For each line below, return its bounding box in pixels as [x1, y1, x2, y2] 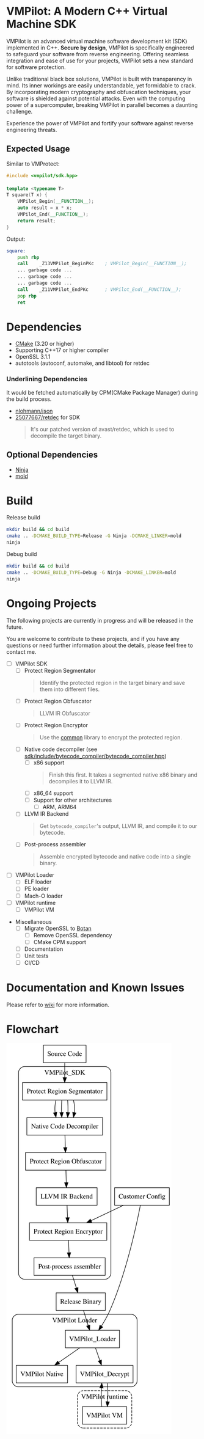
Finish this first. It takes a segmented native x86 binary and [48, 771, 197, 778]
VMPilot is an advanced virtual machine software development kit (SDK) [6, 37, 188, 45]
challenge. [6, 108, 33, 115]
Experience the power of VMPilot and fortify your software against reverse [6, 119, 194, 126]
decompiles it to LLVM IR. [48, 778, 113, 785]
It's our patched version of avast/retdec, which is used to [30, 425, 175, 433]
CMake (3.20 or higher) [15, 340, 75, 348]
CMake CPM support [33, 938, 87, 945]
